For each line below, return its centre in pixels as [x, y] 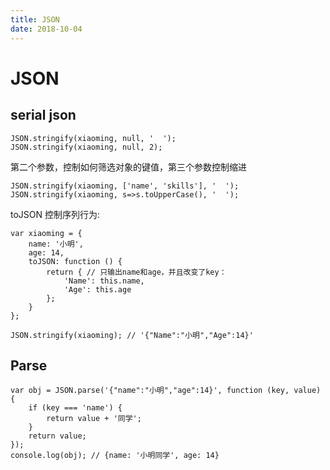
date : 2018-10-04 [46, 29]
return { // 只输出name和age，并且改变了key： [136, 272]
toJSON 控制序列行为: [55, 214]
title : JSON [35, 19]
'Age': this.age [97, 289]
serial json [43, 115]
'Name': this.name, [104, 281]
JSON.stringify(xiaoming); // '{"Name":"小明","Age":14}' [132, 335]
